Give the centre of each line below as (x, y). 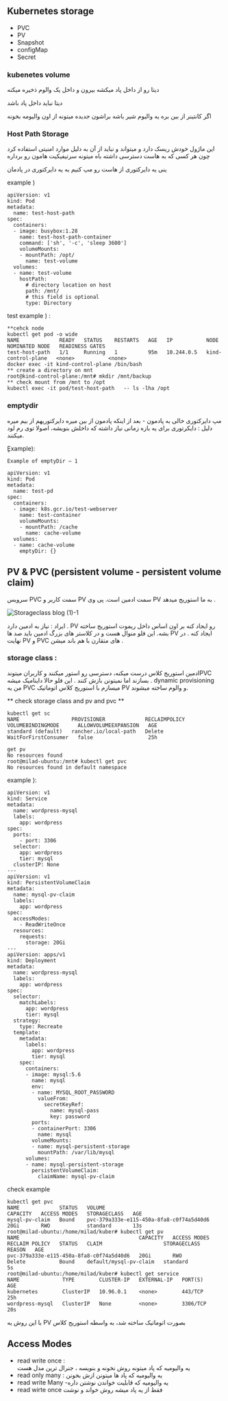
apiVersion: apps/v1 (37, 954)
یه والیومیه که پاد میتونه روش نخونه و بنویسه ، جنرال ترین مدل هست (103, 1367)
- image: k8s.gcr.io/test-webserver (65, 509)
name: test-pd (33, 491)
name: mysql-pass (75, 1110)
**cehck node (26, 328)
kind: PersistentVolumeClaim (49, 882)
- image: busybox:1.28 (46, 231)
